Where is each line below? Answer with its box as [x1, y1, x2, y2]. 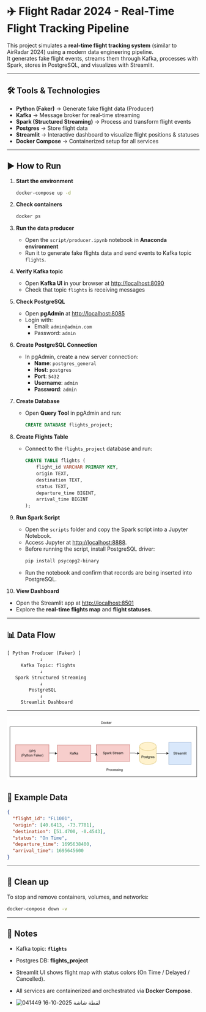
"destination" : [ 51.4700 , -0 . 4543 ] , [12, 828, 106, 834]
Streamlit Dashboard [20, 699, 73, 705]
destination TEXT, [36, 477, 83, 483]
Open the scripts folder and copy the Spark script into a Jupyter [24, 526, 188, 533]
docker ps [15, 213, 42, 220]
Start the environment [15, 177, 73, 184]
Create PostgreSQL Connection [15, 341, 98, 349]
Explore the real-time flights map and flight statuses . [15, 606, 152, 613]
